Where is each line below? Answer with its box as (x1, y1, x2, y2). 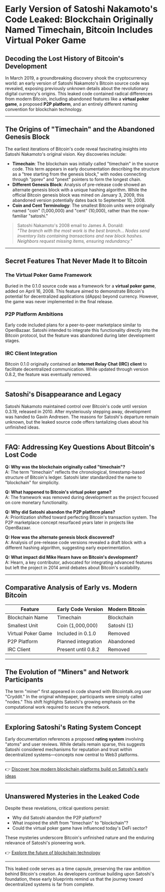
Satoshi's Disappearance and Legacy (5, 390, 122, 399)
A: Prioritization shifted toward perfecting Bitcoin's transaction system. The (5, 514, 157, 520)
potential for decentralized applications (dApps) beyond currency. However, (5, 293, 159, 299)
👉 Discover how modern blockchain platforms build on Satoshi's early (5, 766, 148, 772)
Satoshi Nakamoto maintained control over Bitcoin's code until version (5, 403, 147, 409)
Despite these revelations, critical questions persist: (5, 805, 110, 811)
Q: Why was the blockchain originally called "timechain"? (5, 463, 125, 470)
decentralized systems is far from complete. (5, 881, 94, 887)
